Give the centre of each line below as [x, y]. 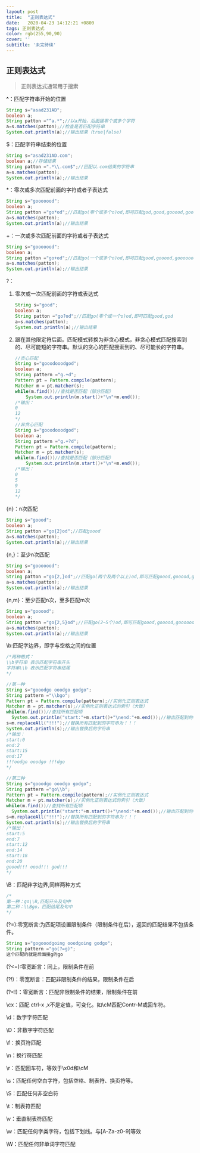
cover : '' [18, 39]
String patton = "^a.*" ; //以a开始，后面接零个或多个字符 [71, 121]
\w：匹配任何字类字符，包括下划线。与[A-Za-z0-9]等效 [74, 1131]
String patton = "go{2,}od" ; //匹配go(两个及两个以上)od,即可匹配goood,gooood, [99, 577]
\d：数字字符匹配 [27, 1017]
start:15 [17, 751]
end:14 [14, 850]
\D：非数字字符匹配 [30, 1030]
